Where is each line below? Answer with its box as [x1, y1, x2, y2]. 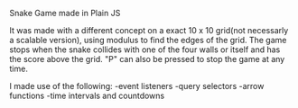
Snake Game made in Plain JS [9, 8, 121, 18]
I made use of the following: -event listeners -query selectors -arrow [9, 81, 265, 91]
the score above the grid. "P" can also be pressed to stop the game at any [9, 54, 285, 64]
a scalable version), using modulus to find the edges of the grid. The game [9, 35, 287, 45]
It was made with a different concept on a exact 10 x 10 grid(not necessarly [9, 25, 289, 35]
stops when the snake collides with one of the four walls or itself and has [9, 44, 281, 55]
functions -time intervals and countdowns [9, 90, 165, 101]
